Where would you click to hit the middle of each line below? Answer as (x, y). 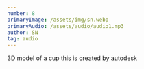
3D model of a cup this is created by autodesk (72, 58)
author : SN (23, 32)
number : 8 (21, 13)
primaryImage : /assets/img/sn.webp (58, 20)
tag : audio (23, 39)
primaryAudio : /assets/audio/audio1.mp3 (66, 26)
